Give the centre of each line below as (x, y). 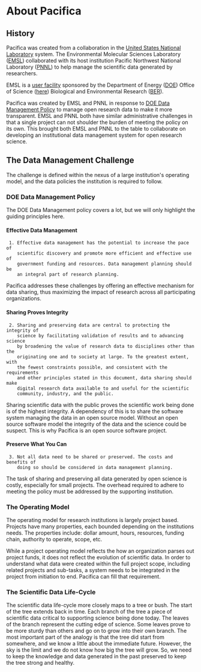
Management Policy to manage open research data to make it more (89, 109)
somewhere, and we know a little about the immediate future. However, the (99, 644)
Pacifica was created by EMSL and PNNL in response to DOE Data (88, 103)
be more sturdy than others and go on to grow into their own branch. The (97, 631)
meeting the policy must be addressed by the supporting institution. (90, 491)
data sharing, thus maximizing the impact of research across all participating (101, 292)
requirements (22, 372)
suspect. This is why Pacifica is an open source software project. (87, 430)
